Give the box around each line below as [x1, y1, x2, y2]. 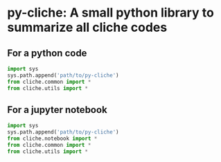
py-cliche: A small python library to [7, 5, 215, 21]
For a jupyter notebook [7, 104, 107, 116]
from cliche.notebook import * [7, 135, 98, 143]
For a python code [7, 47, 87, 59]
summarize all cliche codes [7, 19, 168, 35]
